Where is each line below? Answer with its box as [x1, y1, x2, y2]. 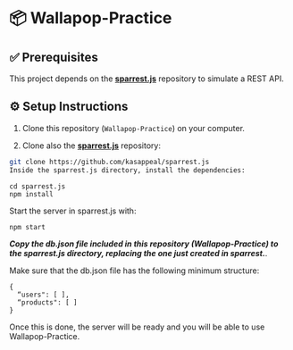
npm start [9, 222, 46, 231]
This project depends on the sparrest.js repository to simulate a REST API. [9, 73, 284, 84]
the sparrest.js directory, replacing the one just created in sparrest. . [9, 247, 268, 258]
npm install [9, 189, 54, 198]
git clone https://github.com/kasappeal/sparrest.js [9, 157, 210, 166]
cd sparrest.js [9, 181, 66, 191]
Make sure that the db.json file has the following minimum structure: [9, 265, 260, 276]
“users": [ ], [17, 290, 70, 299]
